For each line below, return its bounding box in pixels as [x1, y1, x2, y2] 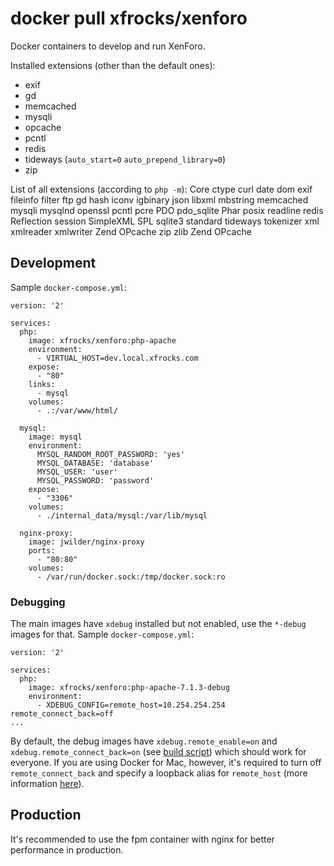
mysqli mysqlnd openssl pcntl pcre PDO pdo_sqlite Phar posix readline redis [10, 204, 324, 216]
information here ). [10, 778, 85, 790]
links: [28, 379, 56, 389]
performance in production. [10, 843, 124, 856]
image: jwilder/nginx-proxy [28, 537, 145, 547]
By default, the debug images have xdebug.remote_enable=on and [10, 735, 278, 747]
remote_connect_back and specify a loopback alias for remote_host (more [10, 767, 308, 779]
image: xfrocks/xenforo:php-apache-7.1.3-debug [28, 683, 230, 693]
